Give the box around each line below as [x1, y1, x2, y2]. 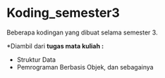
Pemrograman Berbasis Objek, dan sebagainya [16, 63, 154, 71]
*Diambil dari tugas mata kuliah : [6, 41, 104, 50]
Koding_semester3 [6, 5, 121, 21]
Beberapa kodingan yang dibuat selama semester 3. [6, 28, 158, 37]
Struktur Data [16, 55, 56, 64]
